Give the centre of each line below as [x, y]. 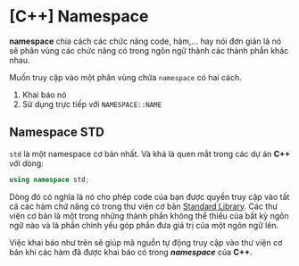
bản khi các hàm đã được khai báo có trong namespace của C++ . [131, 252]
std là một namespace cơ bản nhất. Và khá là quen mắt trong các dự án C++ [150, 154]
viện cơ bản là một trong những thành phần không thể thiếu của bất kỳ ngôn [149, 215]
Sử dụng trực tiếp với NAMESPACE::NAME [92, 104]
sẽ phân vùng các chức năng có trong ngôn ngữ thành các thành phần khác [149, 50]
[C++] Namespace [79, 17]
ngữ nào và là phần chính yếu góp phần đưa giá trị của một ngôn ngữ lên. [144, 225]
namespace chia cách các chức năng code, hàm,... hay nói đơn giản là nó [145, 41]
